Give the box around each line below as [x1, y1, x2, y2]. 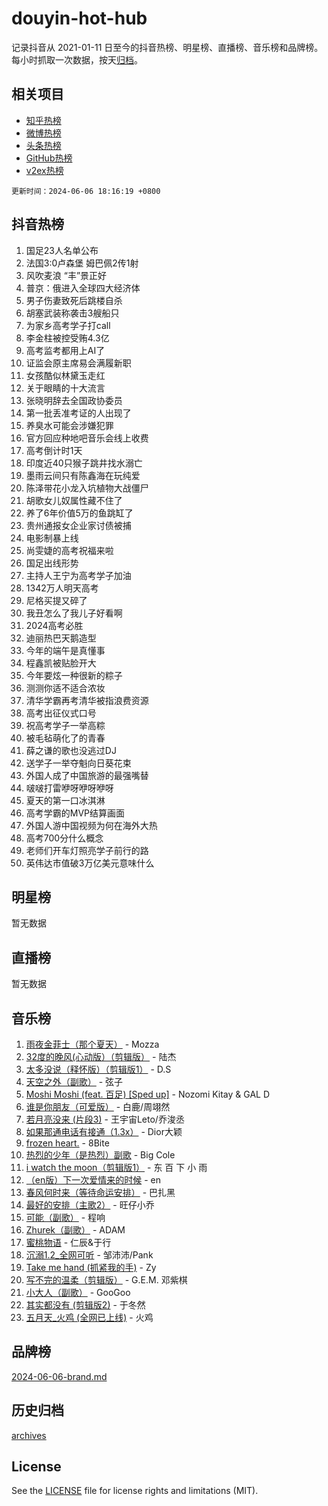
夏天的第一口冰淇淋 [25, 794, 106, 806]
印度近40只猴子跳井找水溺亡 [25, 457, 143, 469]
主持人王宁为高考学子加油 [25, 569, 132, 581]
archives [11, 1429, 47, 1441]
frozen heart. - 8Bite [25, 1137, 110, 1149]
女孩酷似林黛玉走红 [25, 369, 106, 381]
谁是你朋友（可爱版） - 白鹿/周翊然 [25, 1101, 171, 1112]
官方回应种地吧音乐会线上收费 [25, 432, 149, 444]
